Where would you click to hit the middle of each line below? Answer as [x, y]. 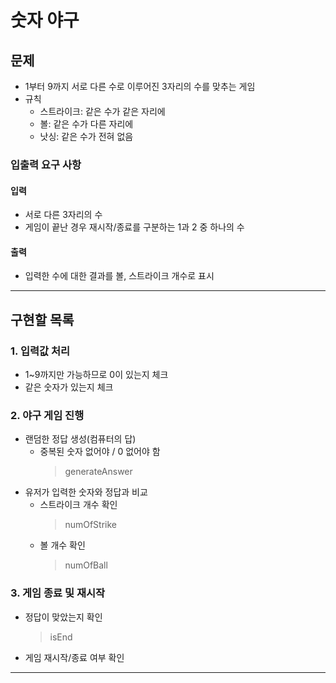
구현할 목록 [42, 319]
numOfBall [86, 565]
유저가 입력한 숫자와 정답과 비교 [86, 492]
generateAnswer [98, 472]
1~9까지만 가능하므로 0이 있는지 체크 [96, 375]
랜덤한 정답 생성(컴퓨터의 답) [80, 439]
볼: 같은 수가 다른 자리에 [86, 124]
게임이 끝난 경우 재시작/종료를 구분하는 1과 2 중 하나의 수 [134, 227]
